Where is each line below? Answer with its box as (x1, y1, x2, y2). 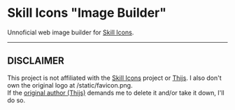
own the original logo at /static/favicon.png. (7, 81, 133, 89)
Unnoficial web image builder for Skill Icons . (7, 28, 134, 36)
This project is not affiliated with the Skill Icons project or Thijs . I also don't (7, 74, 222, 82)
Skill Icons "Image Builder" (7, 5, 166, 21)
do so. (7, 96, 26, 104)
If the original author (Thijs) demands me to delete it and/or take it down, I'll (7, 88, 225, 97)
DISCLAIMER (7, 55, 64, 67)
